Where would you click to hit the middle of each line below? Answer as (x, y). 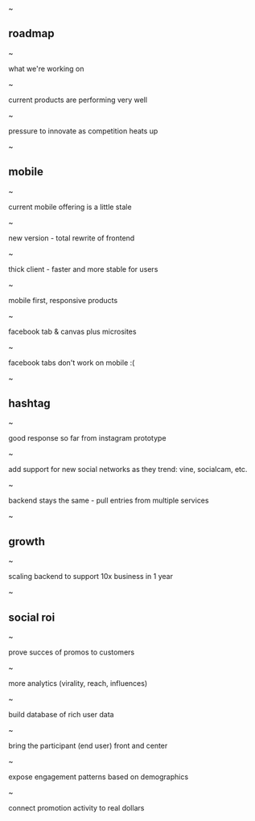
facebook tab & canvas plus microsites (72, 331)
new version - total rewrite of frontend (72, 238)
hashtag (29, 403)
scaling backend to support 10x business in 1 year (90, 577)
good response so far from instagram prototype (87, 438)
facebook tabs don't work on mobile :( (72, 363)
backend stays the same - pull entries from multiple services (109, 501)
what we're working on (46, 68)
